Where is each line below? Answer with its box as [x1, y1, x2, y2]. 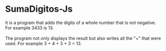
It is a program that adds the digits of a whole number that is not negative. [5, 20, 156, 25]
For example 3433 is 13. [5, 25, 54, 30]
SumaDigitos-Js [5, 3, 73, 15]
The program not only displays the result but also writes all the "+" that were [5, 35, 161, 41]
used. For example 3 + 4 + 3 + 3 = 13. [5, 40, 82, 46]
